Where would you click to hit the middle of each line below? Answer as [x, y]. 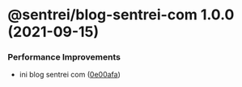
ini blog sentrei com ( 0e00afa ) [70, 75]
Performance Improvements [64, 57]
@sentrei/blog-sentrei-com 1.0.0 [121, 15]
